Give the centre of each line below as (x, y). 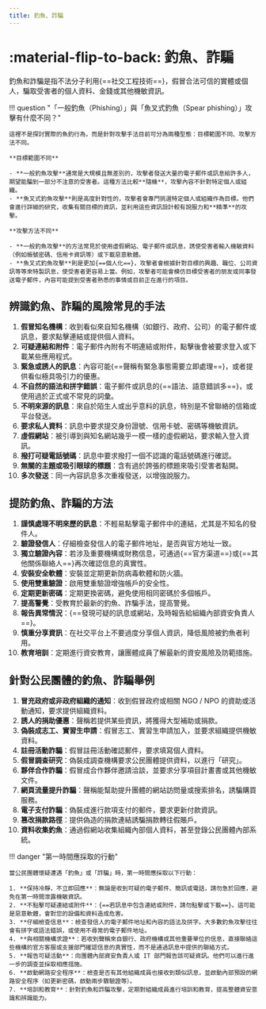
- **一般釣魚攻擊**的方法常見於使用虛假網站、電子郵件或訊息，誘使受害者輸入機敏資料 (131, 246)
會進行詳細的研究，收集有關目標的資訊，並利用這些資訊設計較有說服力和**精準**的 (125, 207)
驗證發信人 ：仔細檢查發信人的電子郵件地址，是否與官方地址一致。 (128, 544)
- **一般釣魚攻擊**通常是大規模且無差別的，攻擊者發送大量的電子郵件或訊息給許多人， (131, 173)
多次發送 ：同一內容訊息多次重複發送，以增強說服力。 (107, 476)
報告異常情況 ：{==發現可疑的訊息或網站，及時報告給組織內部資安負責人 (138, 613)
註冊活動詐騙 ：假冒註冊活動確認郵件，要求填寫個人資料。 (114, 750)
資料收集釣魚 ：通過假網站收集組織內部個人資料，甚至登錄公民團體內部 (135, 830)
